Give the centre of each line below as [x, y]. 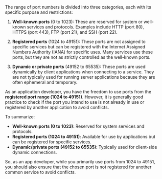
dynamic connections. [35, 152]
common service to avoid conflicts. [40, 172]
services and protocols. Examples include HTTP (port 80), [85, 27]
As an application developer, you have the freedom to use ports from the [78, 92]
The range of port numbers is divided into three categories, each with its [78, 7]
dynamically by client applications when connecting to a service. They [83, 72]
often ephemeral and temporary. [45, 82]
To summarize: [20, 117]
